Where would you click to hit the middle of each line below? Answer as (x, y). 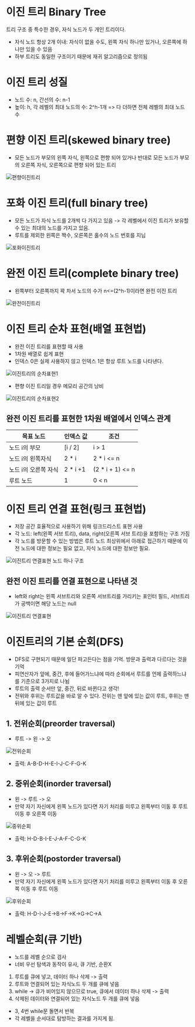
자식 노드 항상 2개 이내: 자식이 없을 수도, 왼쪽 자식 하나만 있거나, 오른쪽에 (98, 42)
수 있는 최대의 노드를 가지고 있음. (52, 228)
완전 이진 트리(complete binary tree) (93, 273)
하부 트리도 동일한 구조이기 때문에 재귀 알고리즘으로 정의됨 (81, 56)
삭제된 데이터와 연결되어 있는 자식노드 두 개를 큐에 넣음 (77, 998)
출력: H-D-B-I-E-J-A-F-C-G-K (50, 838)
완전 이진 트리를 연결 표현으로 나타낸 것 (72, 581)
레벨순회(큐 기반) (45, 939)
